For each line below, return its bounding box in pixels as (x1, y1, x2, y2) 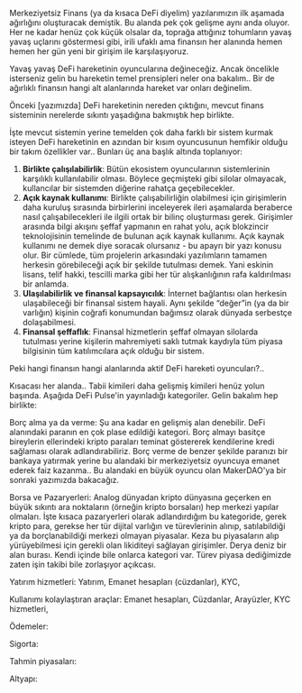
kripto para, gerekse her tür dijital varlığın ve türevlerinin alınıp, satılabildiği (9, 521, 286, 531)
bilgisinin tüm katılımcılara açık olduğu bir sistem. (22, 346, 205, 356)
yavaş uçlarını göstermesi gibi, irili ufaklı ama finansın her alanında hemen (9, 36, 283, 47)
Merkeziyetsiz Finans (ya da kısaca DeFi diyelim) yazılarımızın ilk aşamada (9, 8, 285, 18)
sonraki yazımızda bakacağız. (9, 475, 120, 485)
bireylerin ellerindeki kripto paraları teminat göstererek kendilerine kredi (9, 436, 275, 447)
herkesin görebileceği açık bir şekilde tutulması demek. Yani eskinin (22, 260, 274, 269)
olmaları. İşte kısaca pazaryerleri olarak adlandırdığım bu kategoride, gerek (9, 511, 287, 522)
